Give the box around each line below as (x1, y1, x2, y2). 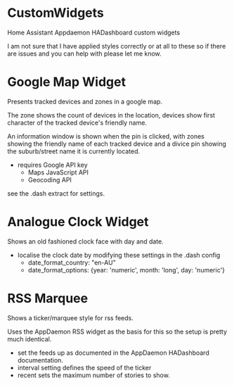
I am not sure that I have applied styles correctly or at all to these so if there (7, 42, 226, 50)
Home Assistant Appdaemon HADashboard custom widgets (7, 28, 181, 37)
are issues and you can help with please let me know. (7, 49, 162, 58)
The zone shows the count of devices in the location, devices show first (7, 111, 216, 119)
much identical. (7, 334, 52, 343)
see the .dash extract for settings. (7, 189, 105, 198)
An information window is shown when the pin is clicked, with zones (7, 132, 205, 140)
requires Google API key (17, 160, 88, 169)
